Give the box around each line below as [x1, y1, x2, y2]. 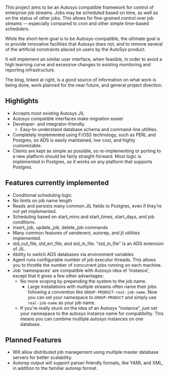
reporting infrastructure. [5, 67, 55, 73]
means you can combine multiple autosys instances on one [20, 316, 144, 322]
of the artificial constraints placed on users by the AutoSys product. [5, 47, 146, 52]
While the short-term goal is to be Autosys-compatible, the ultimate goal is [5, 35, 160, 41]
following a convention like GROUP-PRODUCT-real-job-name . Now [27, 288, 157, 295]
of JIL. [12, 245, 26, 252]
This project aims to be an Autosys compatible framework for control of [5, 5, 154, 10]
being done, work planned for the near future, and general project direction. [5, 82, 163, 88]
